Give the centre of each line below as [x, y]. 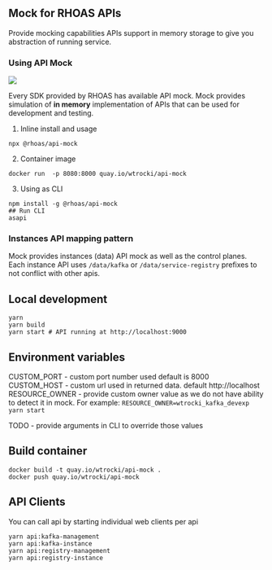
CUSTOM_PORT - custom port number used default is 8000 [109, 377]
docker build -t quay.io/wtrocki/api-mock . [85, 470]
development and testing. [51, 113]
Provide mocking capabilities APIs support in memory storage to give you [131, 33]
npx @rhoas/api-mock [43, 144]
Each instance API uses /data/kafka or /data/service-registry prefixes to [133, 265]
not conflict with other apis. [54, 274]
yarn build [27, 325]
